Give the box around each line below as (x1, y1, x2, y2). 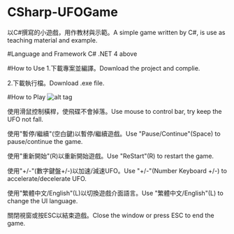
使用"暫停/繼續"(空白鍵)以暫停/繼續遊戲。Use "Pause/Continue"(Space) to (7, 129, 221, 138)
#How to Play (7, 92, 46, 101)
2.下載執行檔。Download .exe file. (7, 78, 105, 87)
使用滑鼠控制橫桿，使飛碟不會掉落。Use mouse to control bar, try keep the (7, 107, 222, 115)
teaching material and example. (7, 36, 98, 44)
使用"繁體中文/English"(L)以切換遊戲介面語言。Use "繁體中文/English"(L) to (7, 189, 224, 197)
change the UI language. (7, 196, 78, 205)
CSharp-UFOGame (7, 4, 119, 20)
